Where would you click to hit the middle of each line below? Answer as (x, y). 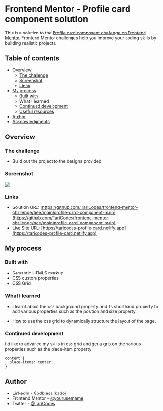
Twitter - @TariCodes (34, 404)
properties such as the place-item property (48, 349)
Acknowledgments (31, 121)
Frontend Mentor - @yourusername (48, 398)
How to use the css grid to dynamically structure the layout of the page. (84, 321)
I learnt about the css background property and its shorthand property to (85, 307)
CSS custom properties (36, 278)
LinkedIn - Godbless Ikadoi (39, 393)
